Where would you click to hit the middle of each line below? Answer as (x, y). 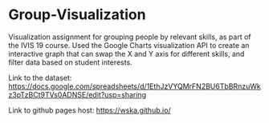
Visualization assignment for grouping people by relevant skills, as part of (130, 37)
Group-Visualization (77, 15)
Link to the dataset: (40, 77)
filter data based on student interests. (70, 62)
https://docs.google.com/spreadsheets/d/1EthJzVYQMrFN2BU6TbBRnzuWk (134, 86)
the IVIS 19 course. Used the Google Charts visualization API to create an (129, 45)
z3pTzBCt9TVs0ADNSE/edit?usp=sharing (77, 94)
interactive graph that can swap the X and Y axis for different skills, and (126, 54)
